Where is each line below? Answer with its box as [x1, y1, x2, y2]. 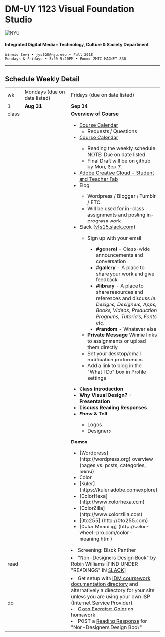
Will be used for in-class [87, 205, 144, 212]
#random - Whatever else [95, 325, 157, 332]
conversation [95, 258, 126, 265]
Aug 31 [24, 102, 42, 109]
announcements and [95, 251, 143, 258]
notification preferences [87, 356, 143, 363]
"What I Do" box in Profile [87, 368, 146, 375]
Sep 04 [71, 102, 88, 109]
